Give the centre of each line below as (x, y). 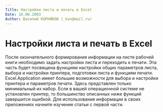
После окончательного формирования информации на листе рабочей (80, 57)
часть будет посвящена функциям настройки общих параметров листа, (81, 68)
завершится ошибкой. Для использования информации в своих (73, 99)
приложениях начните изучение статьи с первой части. (64, 105)
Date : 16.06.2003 (23, 14)
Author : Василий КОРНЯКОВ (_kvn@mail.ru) (49, 19)
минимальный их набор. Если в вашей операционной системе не (75, 89)
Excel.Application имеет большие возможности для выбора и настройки (82, 78)
